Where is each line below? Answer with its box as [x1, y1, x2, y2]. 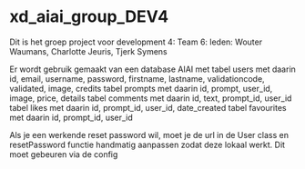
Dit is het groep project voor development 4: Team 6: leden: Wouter [9, 36, 262, 47]
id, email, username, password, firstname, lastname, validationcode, [9, 73, 266, 84]
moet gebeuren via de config [9, 148, 118, 160]
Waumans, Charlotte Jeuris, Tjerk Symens [9, 45, 168, 56]
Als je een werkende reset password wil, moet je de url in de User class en [9, 129, 290, 140]
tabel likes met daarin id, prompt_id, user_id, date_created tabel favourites [9, 102, 287, 113]
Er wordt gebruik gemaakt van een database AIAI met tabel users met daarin [9, 64, 296, 75]
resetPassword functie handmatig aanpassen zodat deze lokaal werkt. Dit [9, 139, 285, 150]
